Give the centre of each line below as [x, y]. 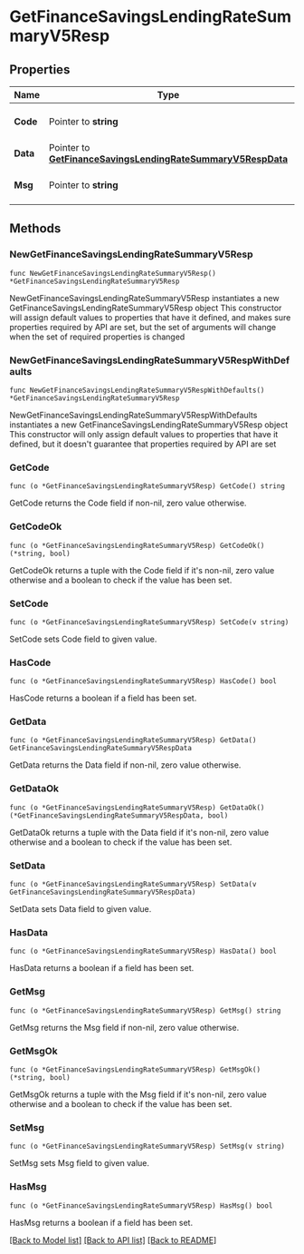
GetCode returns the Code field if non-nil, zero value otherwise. [128, 503]
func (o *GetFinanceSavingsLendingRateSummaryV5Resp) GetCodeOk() [137, 545]
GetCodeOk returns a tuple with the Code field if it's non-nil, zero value [142, 570]
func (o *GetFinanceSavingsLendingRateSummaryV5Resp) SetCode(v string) [149, 622]
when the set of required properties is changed [97, 337]
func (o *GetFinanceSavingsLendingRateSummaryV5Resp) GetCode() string [147, 486]
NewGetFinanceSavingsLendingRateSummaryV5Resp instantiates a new [144, 298]
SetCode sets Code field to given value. [83, 639]
